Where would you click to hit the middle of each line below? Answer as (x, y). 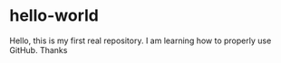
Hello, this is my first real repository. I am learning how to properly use (140, 40)
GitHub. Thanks (39, 49)
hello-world (54, 16)
